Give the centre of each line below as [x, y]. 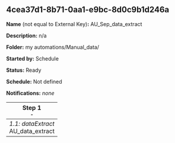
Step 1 [32, 107]
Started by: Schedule [33, 58]
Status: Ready [24, 70]
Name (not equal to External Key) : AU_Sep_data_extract [74, 24]
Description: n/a [26, 36]
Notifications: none [30, 93]
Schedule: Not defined [34, 81]
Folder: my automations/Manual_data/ [53, 47]
